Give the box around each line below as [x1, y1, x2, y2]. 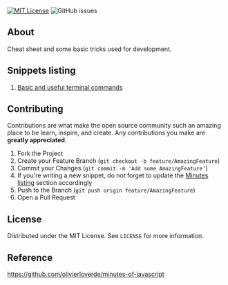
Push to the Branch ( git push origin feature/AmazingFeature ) [17, 186, 196, 195]
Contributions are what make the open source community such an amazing [7, 121, 221, 130]
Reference [7, 252, 53, 264]
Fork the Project [17, 149, 64, 158]
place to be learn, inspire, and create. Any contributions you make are [7, 128, 206, 137]
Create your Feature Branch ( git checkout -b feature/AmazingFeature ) [17, 157, 220, 165]
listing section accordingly [17, 179, 93, 187]
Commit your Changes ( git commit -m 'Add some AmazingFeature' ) [17, 164, 209, 173]
